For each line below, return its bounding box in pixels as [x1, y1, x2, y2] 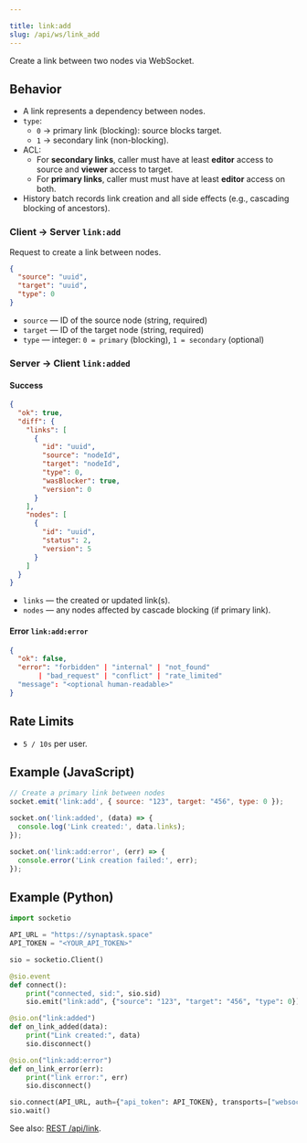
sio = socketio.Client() [9, 955, 104, 965]
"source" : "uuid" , [17, 272, 89, 282]
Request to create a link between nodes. [9, 246, 162, 257]
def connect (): [9, 980, 68, 989]
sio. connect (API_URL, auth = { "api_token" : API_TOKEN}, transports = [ [9, 1098, 272, 1107]
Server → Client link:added [9, 357, 131, 369]
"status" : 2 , [42, 536, 92, 545]
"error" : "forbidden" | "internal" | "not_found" [17, 663, 210, 672]
